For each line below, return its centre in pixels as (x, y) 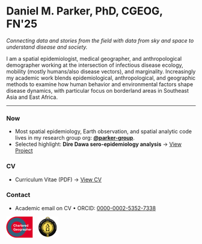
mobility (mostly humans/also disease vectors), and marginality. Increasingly (101, 71)
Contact (18, 195)
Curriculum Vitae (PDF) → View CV (58, 180)
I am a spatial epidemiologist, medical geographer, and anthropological (94, 58)
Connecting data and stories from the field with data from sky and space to (100, 40)
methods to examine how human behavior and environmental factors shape (100, 84)
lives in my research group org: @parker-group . (75, 138)
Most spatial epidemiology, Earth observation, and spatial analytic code (103, 131)
